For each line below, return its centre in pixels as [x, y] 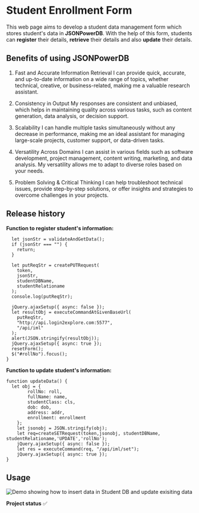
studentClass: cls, [52, 402]
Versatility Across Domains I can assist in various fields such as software [104, 152]
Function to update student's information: [59, 370]
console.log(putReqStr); [42, 296]
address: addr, [46, 412]
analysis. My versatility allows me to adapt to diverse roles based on [98, 164]
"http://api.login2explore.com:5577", [65, 323]
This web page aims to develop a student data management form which [94, 27]
